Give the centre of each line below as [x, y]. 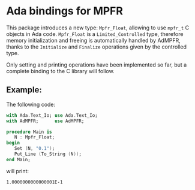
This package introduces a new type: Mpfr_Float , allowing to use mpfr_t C [98, 28]
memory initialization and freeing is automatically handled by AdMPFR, [94, 40]
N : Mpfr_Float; [34, 137]
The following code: [31, 104]
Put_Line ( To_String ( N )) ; [48, 154]
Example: [24, 90]
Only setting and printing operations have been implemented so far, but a [97, 65]
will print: [17, 171]
